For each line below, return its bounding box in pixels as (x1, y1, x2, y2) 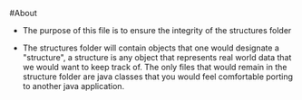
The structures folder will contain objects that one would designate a (22, 42, 279, 53)
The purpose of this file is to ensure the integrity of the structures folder (22, 25, 292, 35)
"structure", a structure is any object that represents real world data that (22, 52, 292, 62)
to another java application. (22, 81, 125, 91)
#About (9, 8, 38, 18)
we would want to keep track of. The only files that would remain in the (22, 62, 287, 72)
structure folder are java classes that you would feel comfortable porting (22, 71, 293, 82)
